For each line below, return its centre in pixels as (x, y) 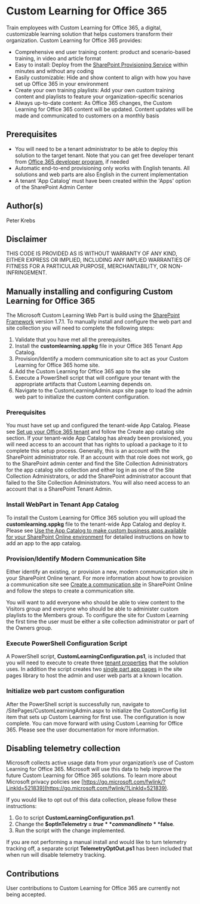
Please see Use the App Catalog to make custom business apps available (96, 530)
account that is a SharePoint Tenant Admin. (59, 489)
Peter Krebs (21, 220)
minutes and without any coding (54, 71)
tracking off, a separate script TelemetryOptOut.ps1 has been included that (99, 848)
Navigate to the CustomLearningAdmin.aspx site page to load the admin (103, 391)
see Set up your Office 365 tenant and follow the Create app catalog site (95, 432)
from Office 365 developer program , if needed (72, 161)
